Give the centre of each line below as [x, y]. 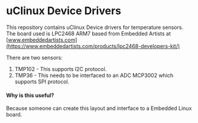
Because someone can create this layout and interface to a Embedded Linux [99, 108]
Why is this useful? [30, 95]
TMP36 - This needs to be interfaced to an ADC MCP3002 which [94, 75]
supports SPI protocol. [42, 82]
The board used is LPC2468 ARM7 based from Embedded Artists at [89, 33]
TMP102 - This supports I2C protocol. [61, 69]
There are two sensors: [35, 57]
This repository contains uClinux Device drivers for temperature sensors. [95, 27]
